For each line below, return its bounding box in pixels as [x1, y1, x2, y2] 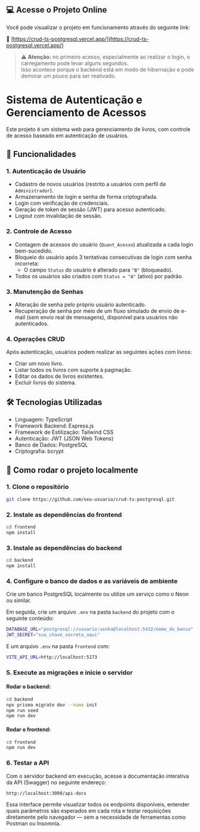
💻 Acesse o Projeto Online [6, 5, 107, 15]
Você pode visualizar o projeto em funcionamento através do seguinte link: [6, 23, 190, 31]
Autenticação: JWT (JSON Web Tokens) [14, 435, 114, 442]
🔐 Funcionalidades [6, 149, 76, 159]
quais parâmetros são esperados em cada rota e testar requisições [6, 808, 171, 815]
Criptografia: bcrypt [14, 448, 64, 455]
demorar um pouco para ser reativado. [20, 72, 116, 79]
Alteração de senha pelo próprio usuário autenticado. [14, 301, 146, 309]
